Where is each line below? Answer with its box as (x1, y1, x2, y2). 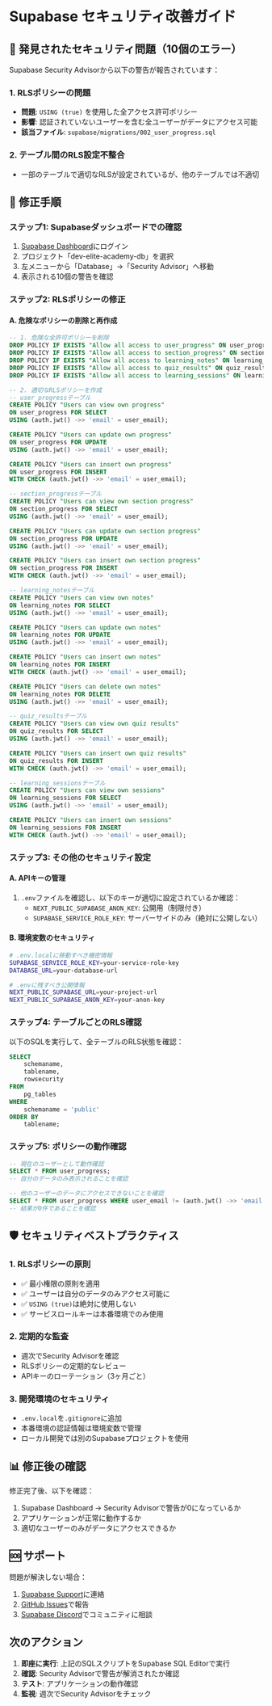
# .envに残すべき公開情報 (9, 981, 86, 989)
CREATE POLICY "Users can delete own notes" (9, 682, 161, 691)
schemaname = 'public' (23, 1105, 100, 1114)
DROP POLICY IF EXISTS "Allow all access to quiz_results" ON (9, 364, 223, 372)
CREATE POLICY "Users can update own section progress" (9, 527, 201, 535)
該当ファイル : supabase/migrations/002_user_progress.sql (20, 127, 216, 137)
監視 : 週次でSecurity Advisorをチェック (20, 1688, 152, 1698)
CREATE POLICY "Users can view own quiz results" (9, 720, 180, 728)
